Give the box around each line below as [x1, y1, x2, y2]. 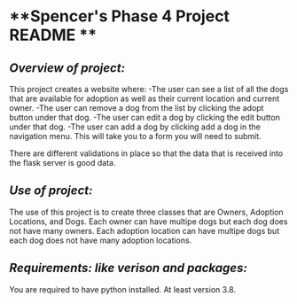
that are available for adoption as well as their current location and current [9, 93, 280, 104]
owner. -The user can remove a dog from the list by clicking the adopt [9, 103, 264, 113]
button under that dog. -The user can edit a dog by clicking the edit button [9, 113, 281, 122]
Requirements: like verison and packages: [9, 261, 248, 276]
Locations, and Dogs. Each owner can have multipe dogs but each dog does [9, 215, 288, 227]
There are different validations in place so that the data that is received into [9, 148, 284, 159]
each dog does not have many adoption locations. [9, 235, 192, 246]
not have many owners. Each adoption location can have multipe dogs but [9, 225, 280, 236]
